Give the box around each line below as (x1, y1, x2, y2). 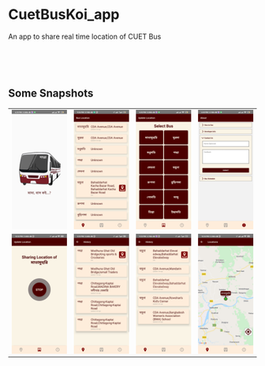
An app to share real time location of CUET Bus (8, 32, 162, 41)
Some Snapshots (8, 87, 94, 100)
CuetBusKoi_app (8, 6, 120, 24)
